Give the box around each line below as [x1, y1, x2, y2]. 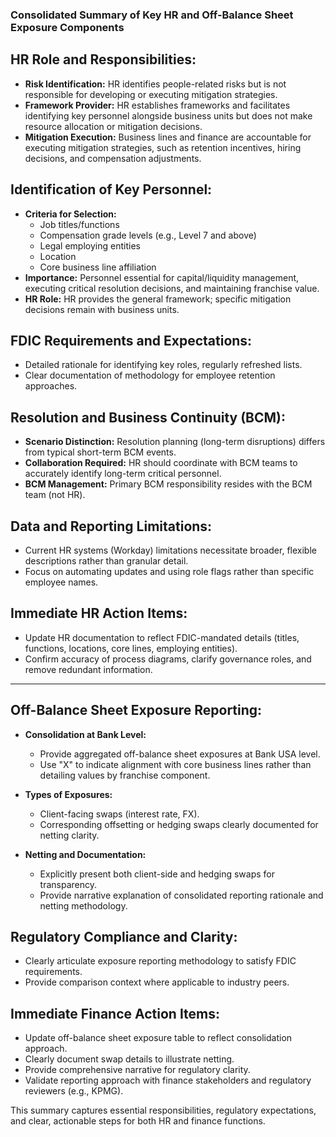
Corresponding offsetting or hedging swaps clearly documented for [39, 818, 319, 830]
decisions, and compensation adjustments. [24, 152, 202, 164]
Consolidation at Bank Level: [24, 728, 147, 740]
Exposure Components [10, 20, 125, 34]
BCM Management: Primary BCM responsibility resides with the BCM [24, 478, 313, 490]
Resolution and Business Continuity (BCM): [10, 409, 287, 426]
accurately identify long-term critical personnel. [24, 468, 222, 480]
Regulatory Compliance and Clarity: [10, 929, 238, 945]
